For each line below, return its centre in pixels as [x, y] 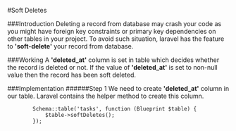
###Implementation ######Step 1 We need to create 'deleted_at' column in [118, 88]
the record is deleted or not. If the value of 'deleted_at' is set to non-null [112, 67]
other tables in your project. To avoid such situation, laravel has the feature [116, 39]
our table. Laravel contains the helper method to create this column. [106, 96]
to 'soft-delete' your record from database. [70, 46]
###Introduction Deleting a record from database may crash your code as [114, 24]
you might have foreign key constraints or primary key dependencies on [112, 31]
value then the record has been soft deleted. [72, 75]
